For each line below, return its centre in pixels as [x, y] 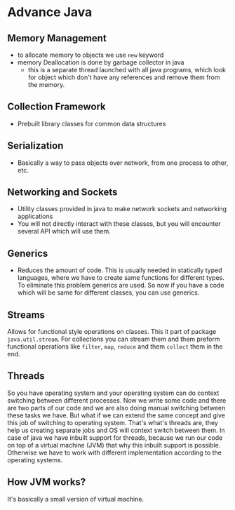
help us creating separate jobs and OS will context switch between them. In [116, 430]
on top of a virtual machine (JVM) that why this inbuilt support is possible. [114, 445]
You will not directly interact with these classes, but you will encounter [119, 224]
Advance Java [50, 12]
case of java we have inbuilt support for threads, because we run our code [115, 437]
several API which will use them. [64, 231]
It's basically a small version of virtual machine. [76, 499]
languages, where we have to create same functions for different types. [121, 278]
